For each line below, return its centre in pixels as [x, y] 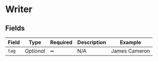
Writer [19, 9]
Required [61, 42]
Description [92, 42]
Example [130, 42]
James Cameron [131, 51]
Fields [15, 28]
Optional [35, 51]
